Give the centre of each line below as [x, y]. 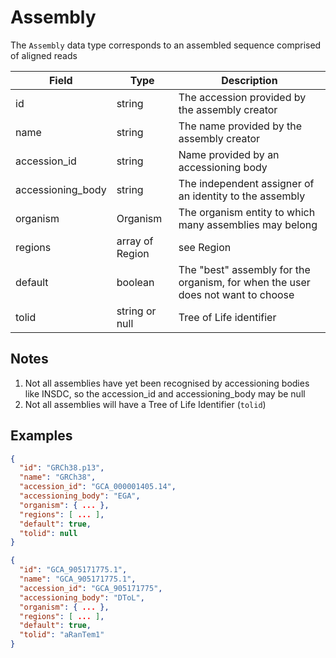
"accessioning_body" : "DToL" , [82, 597]
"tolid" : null [48, 533]
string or [136, 311]
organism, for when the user [244, 282]
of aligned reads [44, 55]
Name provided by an [229, 154]
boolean [135, 282]
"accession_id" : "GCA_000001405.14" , [98, 487]
